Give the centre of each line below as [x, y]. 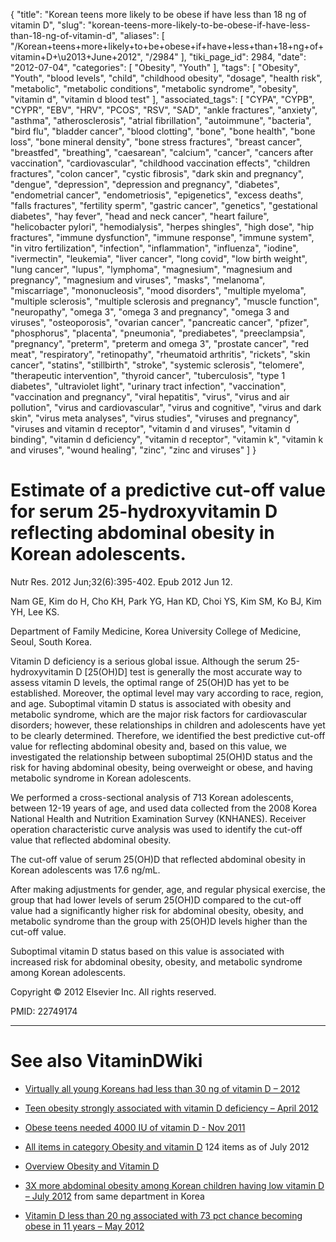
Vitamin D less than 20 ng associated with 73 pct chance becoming [163, 1215]
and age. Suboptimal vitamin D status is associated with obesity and [151, 703]
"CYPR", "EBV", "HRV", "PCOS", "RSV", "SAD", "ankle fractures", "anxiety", [164, 110]
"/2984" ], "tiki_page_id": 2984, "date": [225, 57]
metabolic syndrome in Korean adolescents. [101, 778]
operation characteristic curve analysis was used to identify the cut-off [156, 829]
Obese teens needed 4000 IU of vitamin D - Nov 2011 [135, 1127]
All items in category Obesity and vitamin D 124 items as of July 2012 [167, 1146]
